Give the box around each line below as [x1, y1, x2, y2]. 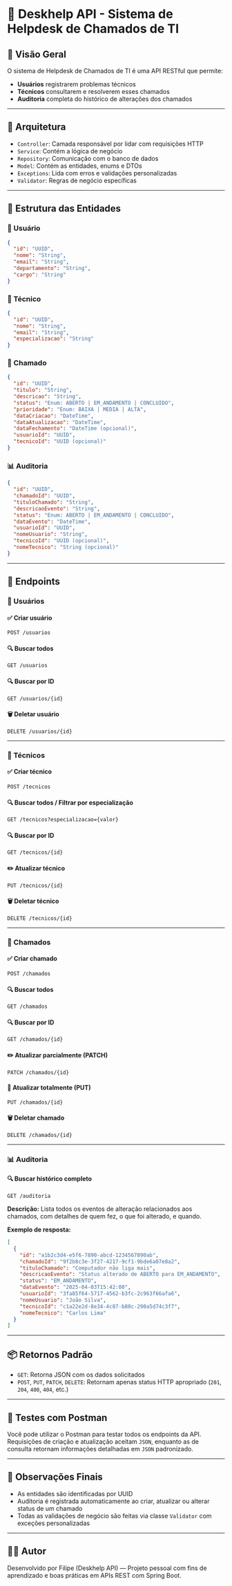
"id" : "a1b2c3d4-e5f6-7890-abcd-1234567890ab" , [19, 1252, 159, 1259]
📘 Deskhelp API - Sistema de [7, 6, 174, 22]
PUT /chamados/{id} [7, 1098, 64, 1106]
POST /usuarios [7, 629, 51, 636]
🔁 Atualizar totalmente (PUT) [7, 1084, 91, 1092]
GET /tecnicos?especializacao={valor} [7, 816, 119, 823]
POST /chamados [7, 970, 51, 977]
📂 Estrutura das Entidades [7, 203, 122, 215]
